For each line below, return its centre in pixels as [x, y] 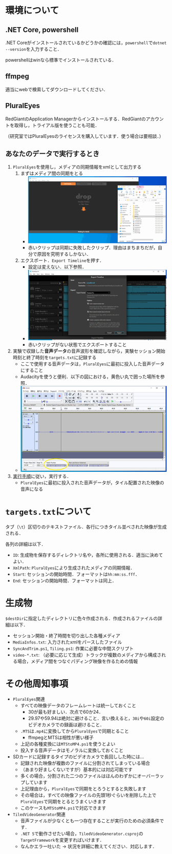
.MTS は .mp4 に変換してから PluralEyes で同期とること [75, 731]
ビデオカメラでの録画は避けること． [66, 724]
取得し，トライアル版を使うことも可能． [57, 125]
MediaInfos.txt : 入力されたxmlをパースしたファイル [67, 642]
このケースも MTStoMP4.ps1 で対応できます [63, 808]
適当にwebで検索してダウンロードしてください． [57, 89]
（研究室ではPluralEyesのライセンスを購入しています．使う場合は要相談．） [84, 136]
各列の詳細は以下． [26, 544]
